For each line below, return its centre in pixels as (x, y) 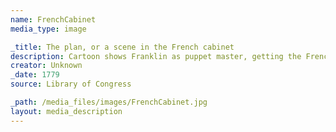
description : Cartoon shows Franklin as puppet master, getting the (156, 56)
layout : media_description (66, 111)
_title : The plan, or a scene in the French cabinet (122, 47)
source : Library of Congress (71, 84)
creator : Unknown (46, 66)
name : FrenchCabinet (53, 19)
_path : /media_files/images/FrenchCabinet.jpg (109, 102)
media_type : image (48, 29)
